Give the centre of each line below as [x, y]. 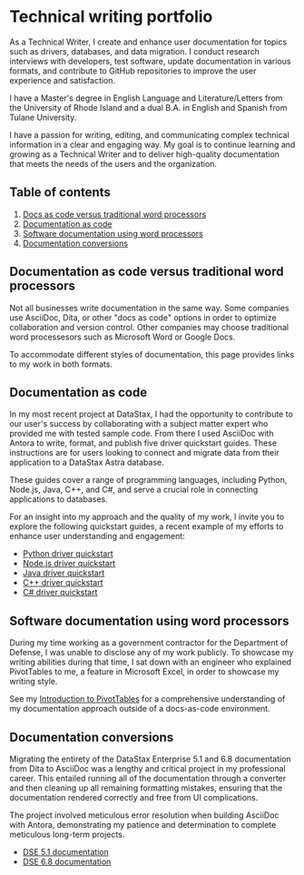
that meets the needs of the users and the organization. [113, 163]
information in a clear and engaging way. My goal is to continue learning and [152, 144]
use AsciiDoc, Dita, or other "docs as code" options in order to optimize [143, 317]
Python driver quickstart [68, 554]
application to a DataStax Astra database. [87, 462]
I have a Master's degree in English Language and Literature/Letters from [146, 98]
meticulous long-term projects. [67, 834]
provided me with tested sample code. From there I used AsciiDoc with [142, 434]
